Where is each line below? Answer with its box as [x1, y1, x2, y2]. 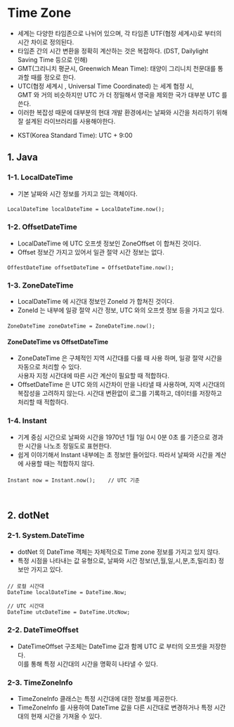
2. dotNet [7, 510, 49, 522]
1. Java [7, 151, 39, 163]
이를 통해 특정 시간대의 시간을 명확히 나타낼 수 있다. [17, 660, 158, 668]
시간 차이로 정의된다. [17, 37, 74, 46]
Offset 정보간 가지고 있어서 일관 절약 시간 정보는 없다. [17, 247, 165, 256]
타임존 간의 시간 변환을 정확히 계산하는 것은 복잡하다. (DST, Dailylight [17, 46, 209, 55]
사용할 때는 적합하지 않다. [25, 459, 95, 468]
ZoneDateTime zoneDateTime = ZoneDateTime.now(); [7, 323, 156, 330]
